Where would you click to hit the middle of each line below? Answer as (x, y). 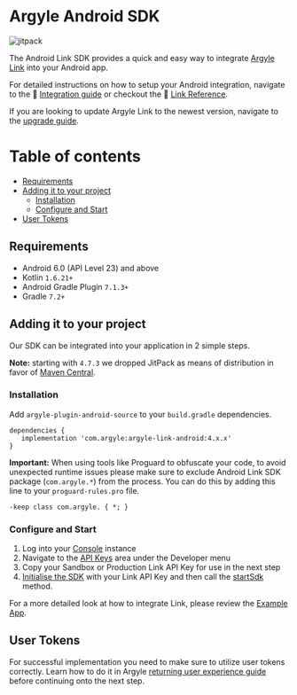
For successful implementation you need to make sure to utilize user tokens (147, 661)
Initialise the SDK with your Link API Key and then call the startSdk (143, 577)
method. (37, 586)
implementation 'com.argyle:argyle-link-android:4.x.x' (126, 438)
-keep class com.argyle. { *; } (69, 507)
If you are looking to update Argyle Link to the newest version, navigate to (144, 111)
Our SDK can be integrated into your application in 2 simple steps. (130, 345)
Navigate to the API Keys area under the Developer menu (126, 558)
